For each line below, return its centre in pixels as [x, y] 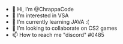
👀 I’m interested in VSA [40, 15]
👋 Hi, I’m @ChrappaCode [43, 9]
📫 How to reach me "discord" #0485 [58, 35]
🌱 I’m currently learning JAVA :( [50, 22]
